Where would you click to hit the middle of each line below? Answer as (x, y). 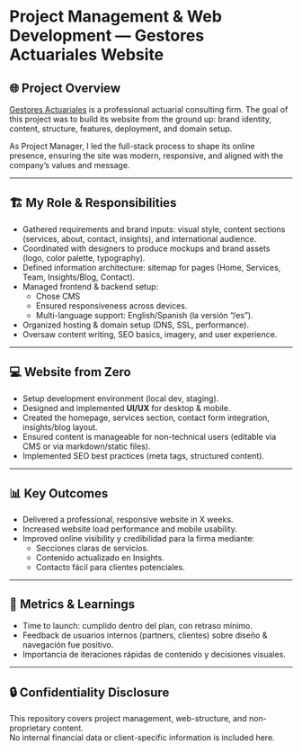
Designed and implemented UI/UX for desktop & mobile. (126, 407)
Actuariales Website (87, 55)
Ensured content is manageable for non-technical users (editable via (149, 436)
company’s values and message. (70, 165)
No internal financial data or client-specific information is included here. (142, 738)
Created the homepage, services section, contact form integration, (146, 417)
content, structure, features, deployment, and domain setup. (121, 129)
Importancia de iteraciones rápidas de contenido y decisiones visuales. (154, 655)
